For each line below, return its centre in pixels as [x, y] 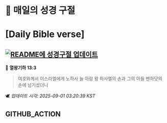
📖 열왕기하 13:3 [21, 68]
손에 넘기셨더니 [33, 85]
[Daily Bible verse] [45, 34]
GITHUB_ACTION [33, 114]
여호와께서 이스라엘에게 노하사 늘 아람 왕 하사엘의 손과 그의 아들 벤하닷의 [90, 79]
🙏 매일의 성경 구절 [40, 11]
